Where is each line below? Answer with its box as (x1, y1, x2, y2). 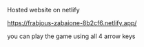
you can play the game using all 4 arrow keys (7, 32, 136, 40)
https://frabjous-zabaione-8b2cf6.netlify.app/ (7, 19, 137, 27)
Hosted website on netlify (7, 6, 81, 14)
